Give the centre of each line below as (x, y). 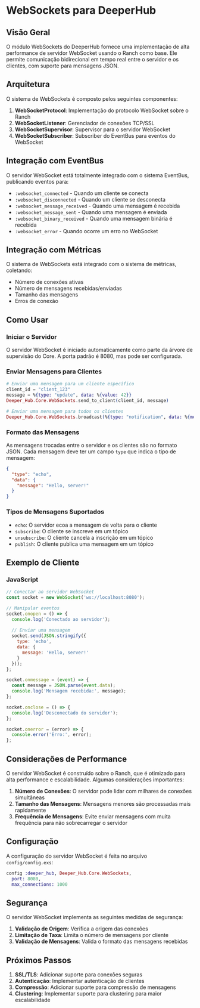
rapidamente (30, 810)
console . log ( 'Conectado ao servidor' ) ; (61, 619)
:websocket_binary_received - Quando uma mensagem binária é (93, 218)
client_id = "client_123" (38, 389)
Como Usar (27, 320)
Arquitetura (28, 84)
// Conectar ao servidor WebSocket (50, 592)
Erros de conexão (36, 301)
